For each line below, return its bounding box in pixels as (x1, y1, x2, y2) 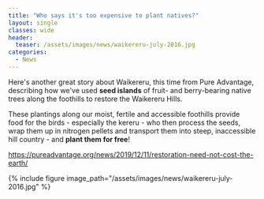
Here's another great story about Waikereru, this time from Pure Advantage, (8, 77, 255, 87)
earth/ (8, 158, 28, 167)
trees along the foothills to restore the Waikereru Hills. (8, 94, 183, 103)
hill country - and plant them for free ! (8, 134, 130, 144)
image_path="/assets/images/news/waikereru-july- (66, 173, 233, 182)
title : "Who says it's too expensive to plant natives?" (8, 11, 199, 20)
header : (8, 33, 34, 42)
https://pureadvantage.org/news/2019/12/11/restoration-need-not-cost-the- (8, 149, 254, 159)
